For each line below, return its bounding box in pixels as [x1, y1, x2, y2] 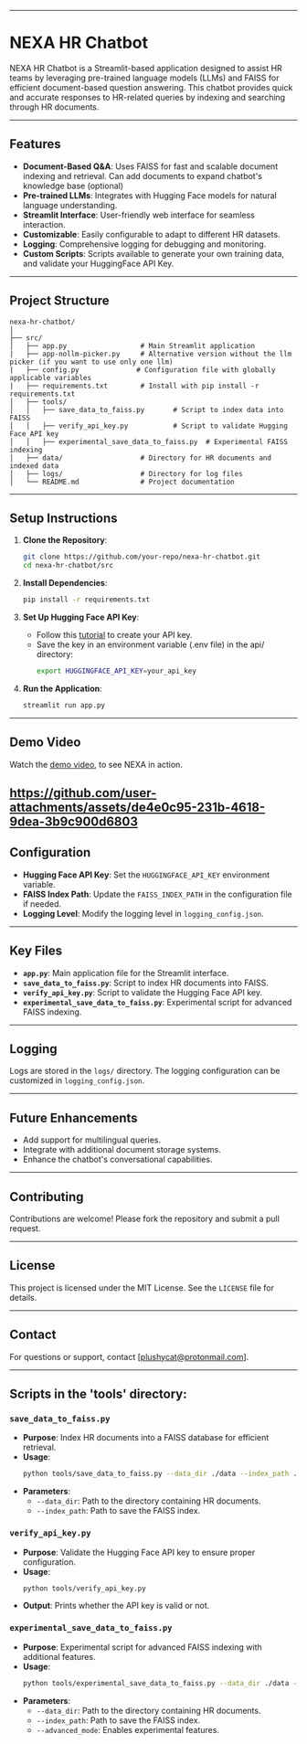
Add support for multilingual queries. [22, 1134, 162, 1145]
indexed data [9, 461, 59, 471]
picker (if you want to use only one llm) [9, 357, 174, 367]
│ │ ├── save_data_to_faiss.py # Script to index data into [9, 405, 284, 414]
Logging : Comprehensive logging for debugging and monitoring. [22, 239, 267, 250]
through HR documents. [9, 101, 100, 112]
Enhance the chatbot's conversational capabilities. [22, 1154, 213, 1165]
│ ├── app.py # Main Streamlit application [9, 341, 256, 350]
